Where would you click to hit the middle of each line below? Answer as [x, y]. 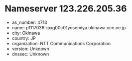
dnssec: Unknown [30, 54]
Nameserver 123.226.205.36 [66, 9]
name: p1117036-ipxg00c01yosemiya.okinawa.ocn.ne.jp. [69, 27]
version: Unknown [30, 49]
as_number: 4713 [30, 22]
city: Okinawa [26, 33]
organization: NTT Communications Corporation [61, 43]
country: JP [24, 38]
